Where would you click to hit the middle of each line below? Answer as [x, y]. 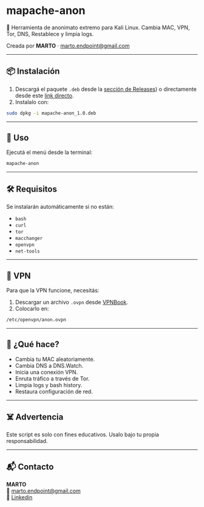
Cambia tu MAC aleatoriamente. [55, 359]
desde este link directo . [44, 96]
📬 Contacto [30, 467]
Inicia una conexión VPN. [46, 372]
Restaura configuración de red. [54, 391]
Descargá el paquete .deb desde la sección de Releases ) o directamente [106, 89]
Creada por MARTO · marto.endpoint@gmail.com [68, 46]
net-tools [28, 251]
